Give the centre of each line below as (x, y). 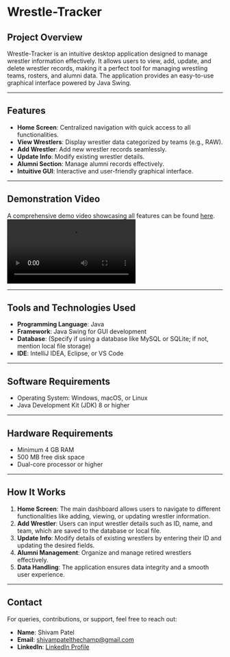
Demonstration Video (54, 199)
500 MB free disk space (51, 457)
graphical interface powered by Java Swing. (69, 83)
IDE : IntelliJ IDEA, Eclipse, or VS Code (70, 353)
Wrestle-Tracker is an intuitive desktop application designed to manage (107, 53)
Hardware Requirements (60, 433)
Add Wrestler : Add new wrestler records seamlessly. (92, 149)
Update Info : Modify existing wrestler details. (81, 156)
